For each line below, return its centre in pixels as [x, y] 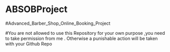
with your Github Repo [29, 43]
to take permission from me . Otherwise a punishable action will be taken [81, 38]
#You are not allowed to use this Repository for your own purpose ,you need [85, 33]
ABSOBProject [36, 9]
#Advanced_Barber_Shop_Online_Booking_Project [58, 23]
